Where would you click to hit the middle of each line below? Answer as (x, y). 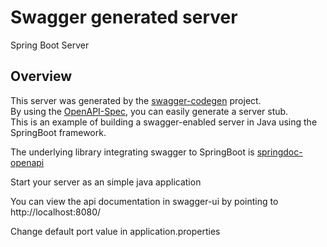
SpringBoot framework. (58, 132)
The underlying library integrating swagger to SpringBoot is (132, 152)
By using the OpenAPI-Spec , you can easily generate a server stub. (149, 111)
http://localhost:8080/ (56, 212)
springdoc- (279, 152)
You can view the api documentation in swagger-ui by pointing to (144, 201)
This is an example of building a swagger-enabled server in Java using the (164, 122)
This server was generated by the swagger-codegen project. (136, 100)
